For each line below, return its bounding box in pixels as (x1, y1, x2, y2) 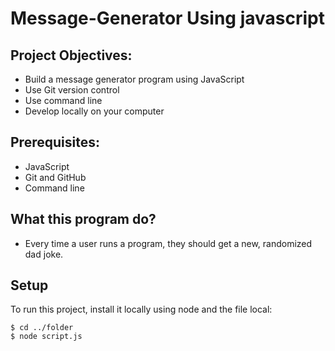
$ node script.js (10, 332, 83, 342)
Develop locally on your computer (24, 105, 165, 117)
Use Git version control (24, 84, 120, 96)
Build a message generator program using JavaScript (24, 73, 245, 85)
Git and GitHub (24, 171, 87, 183)
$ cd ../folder (10, 323, 74, 333)
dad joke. (24, 248, 64, 260)
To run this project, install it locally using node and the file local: (10, 303, 273, 316)
